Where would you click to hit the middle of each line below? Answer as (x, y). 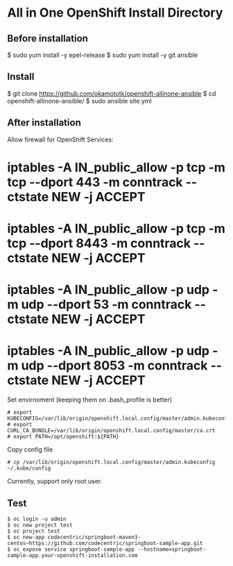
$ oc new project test (40, 525)
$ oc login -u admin (37, 519)
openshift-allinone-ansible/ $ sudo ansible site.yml (79, 101)
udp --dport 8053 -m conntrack (114, 366)
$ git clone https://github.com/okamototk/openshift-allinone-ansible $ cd (112, 93)
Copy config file (30, 449)
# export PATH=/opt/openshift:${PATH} (63, 437)
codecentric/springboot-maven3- (94, 537)
